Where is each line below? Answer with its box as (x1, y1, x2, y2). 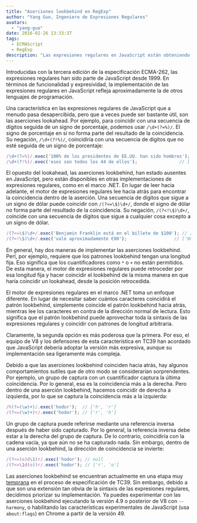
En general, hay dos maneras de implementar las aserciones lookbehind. (6, 247, 182, 254)
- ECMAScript (11, 42, 43, 47)
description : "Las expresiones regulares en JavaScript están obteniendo (6, 52, 191, 58)
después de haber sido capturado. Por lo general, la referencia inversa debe (6, 426, 191, 433)
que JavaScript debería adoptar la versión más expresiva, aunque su (6, 344, 172, 351)
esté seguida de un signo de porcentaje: (6, 142, 104, 149)
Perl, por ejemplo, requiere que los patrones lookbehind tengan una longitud (6, 253, 191, 260)
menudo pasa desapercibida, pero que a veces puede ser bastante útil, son (6, 111, 189, 118)
